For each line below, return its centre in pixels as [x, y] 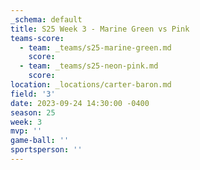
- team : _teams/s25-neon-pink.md [89, 66]
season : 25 [33, 112]
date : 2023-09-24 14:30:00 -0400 [80, 103]
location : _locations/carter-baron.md [91, 85]
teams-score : [37, 38]
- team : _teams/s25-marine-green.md [95, 47]
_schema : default [46, 19]
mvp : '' [26, 131]
